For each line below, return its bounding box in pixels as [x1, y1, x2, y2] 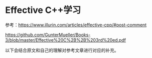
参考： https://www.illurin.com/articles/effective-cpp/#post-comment [5, 22, 147, 28]
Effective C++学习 [5, 4, 81, 16]
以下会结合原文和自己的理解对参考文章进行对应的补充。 [5, 47, 119, 53]
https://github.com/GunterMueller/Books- [5, 32, 91, 38]
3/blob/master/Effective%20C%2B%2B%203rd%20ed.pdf [5, 37, 126, 43]
